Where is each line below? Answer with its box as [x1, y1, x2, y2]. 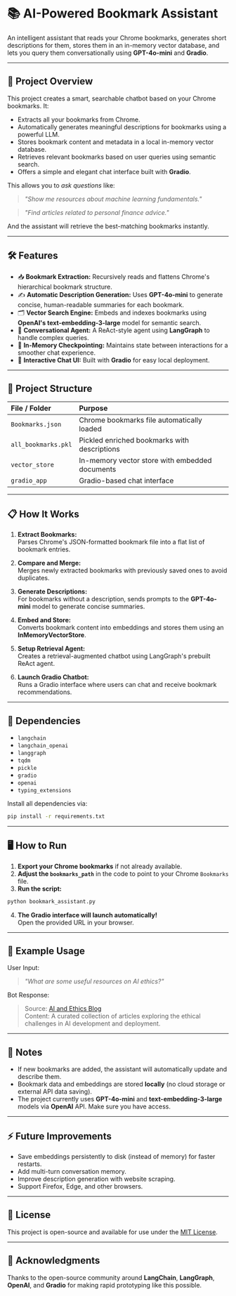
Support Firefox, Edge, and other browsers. [17, 1182, 143, 1191]
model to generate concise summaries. [32, 602, 145, 611]
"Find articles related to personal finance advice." [24, 208, 170, 216]
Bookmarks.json [11, 421, 62, 428]
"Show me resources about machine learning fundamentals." [24, 195, 202, 203]
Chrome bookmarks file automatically [79, 415, 202, 425]
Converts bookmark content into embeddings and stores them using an [17, 623, 224, 632]
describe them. [17, 1073, 62, 1081]
